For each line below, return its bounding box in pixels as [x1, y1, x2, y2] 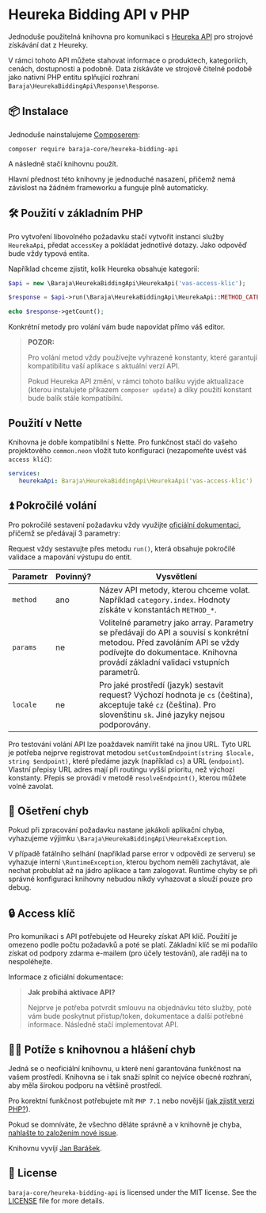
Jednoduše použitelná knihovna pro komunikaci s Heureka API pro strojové [8, 32, 253, 41]
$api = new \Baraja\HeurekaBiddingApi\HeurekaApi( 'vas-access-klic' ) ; [8, 279, 246, 287]
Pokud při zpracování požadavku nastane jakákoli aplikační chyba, [8, 826, 225, 835]
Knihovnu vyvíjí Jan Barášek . [8, 1143, 103, 1153]
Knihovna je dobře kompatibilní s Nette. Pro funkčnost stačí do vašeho [8, 437, 237, 447]
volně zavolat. [8, 781, 54, 791]
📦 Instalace [8, 105, 69, 118]
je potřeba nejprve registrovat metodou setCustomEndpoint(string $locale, [8, 747, 255, 757]
